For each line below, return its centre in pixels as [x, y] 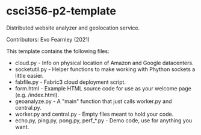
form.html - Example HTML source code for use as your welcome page [103, 88]
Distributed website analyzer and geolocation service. [73, 28]
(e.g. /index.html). [37, 95]
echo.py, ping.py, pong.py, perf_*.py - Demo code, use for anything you [104, 120]
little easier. [29, 75]
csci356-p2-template [61, 11]
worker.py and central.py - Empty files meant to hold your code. [94, 114]
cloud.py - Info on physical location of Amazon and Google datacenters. [104, 63]
